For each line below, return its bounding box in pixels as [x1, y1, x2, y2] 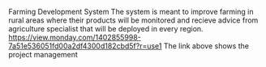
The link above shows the [163, 41, 250, 51]
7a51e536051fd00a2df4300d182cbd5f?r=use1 [8, 41, 162, 51]
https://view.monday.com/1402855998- [8, 32, 142, 42]
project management [8, 50, 79, 59]
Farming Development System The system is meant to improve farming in [8, 7, 254, 16]
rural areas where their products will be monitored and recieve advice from [8, 15, 259, 25]
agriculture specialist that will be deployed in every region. [8, 24, 204, 33]
